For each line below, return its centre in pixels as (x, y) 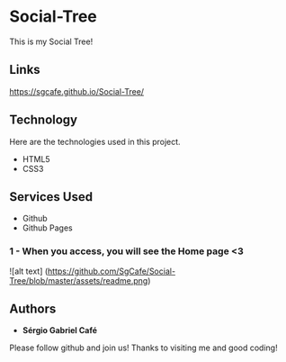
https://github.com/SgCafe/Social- (112, 271)
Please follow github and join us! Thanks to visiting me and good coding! (143, 348)
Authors (33, 309)
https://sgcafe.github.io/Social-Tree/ (77, 91)
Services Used (51, 197)
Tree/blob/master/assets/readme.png (79, 280)
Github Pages (48, 228)
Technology (44, 120)
